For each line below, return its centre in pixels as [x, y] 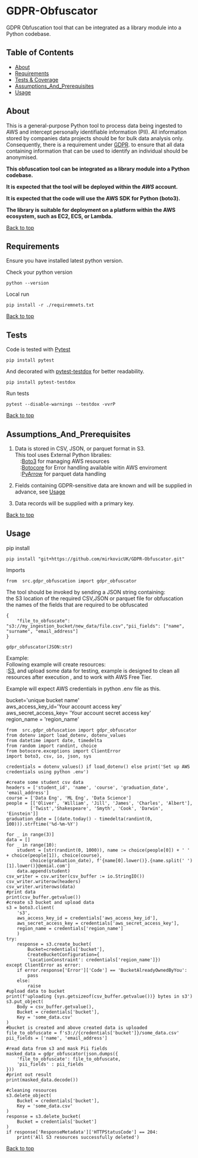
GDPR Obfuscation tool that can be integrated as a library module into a [94, 27]
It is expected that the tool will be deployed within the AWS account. [92, 187]
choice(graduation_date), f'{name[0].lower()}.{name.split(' [107, 860]
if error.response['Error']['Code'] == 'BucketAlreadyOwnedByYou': [102, 970]
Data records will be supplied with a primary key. [75, 503]
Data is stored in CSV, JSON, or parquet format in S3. [80, 448]
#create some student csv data [45, 782]
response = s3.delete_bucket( [44, 1116]
